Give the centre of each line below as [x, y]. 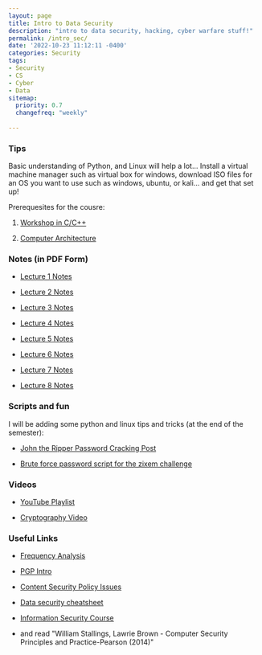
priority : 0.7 [39, 105]
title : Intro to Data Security [61, 23]
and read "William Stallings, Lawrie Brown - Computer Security [124, 634]
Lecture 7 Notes [47, 370]
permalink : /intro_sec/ [48, 38]
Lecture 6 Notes [47, 354]
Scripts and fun [39, 407]
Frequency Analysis [53, 556]
